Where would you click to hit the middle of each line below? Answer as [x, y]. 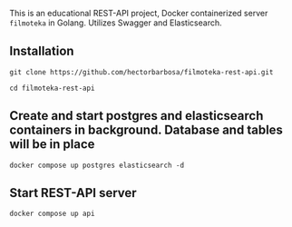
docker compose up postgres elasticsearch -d [97, 165]
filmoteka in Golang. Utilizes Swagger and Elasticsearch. [116, 23]
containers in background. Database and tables [146, 130]
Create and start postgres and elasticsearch [136, 116]
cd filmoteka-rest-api [52, 88]
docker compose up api [52, 214]
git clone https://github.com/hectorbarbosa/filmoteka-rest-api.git [141, 72]
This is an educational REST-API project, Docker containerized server [139, 13]
